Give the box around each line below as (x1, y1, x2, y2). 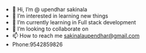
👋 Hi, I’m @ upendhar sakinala (12, 6, 88, 13)
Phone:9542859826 (12, 41, 63, 48)
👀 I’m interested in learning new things (12, 12, 108, 19)
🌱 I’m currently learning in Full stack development (12, 19, 136, 26)
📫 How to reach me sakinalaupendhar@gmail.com (12, 32, 140, 39)
